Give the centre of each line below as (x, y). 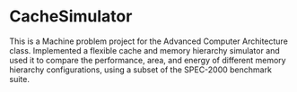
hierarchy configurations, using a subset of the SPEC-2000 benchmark (140, 70)
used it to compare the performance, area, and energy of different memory (148, 60)
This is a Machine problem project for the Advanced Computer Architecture (149, 41)
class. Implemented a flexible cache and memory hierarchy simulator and (144, 50)
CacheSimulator (71, 17)
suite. (19, 79)
